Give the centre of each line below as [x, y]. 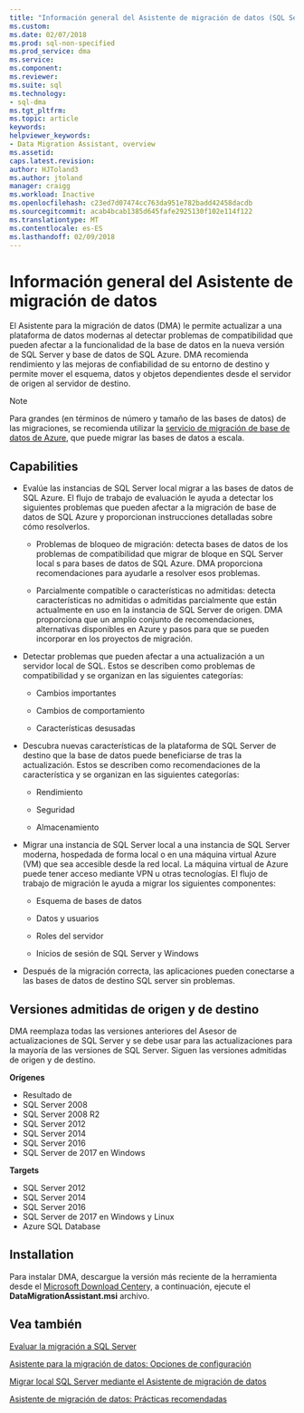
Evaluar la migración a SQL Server [73, 1346]
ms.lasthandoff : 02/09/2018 [62, 236]
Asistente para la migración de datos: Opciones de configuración [130, 1363]
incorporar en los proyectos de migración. [114, 639]
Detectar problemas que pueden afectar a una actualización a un [143, 657]
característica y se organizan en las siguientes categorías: [131, 774]
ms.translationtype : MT [54, 220]
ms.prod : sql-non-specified [62, 43]
